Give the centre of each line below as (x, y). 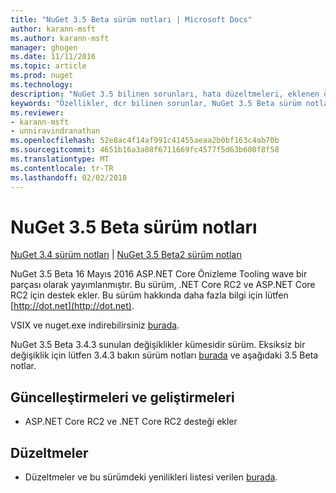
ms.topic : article (48, 66)
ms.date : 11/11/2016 (53, 57)
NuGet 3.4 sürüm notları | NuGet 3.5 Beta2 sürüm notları (126, 255)
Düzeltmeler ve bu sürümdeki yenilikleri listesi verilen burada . (151, 477)
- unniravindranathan (55, 131)
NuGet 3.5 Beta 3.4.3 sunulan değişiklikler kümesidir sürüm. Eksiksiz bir (158, 345)
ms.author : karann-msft (60, 38)
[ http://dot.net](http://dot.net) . (72, 306)
